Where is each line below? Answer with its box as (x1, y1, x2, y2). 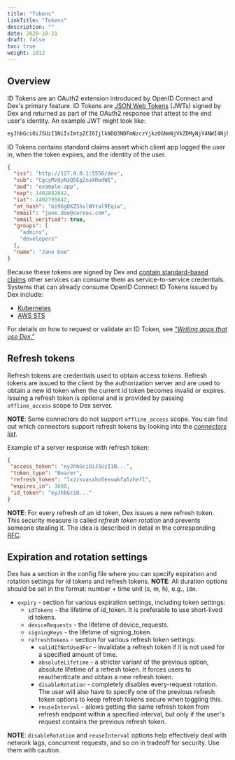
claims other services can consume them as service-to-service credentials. (7, 275, 225, 284)
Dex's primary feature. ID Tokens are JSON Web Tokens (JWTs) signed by (7, 101, 222, 109)
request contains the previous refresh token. (38, 717, 166, 726)
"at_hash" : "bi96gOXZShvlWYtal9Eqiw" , (13, 203, 127, 210)
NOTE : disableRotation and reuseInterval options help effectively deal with (7, 731, 227, 740)
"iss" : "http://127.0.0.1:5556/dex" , (13, 170, 124, 178)
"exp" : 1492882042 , (13, 190, 71, 197)
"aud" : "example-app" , (13, 183, 80, 190)
